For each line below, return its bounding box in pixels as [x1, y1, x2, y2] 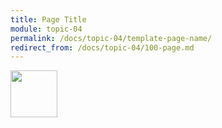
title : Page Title [10, 14, 87, 25]
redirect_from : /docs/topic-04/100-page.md [10, 42, 195, 53]
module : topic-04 [10, 24, 83, 34]
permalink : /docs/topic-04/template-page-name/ [10, 33, 213, 43]
